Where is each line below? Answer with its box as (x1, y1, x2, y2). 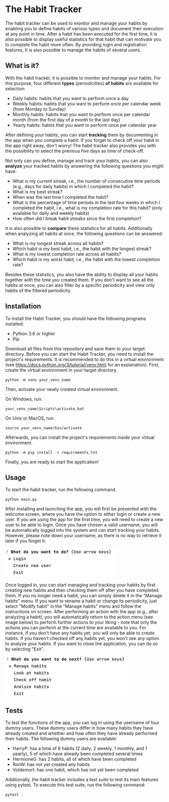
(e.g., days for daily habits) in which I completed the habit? (12, 183, 134, 189)
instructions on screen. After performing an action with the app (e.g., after (5, 609, 158, 615)
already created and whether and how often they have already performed (5, 731, 157, 737)
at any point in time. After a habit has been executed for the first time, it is (5, 31, 157, 37)
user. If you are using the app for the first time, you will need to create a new (5, 517, 163, 523)
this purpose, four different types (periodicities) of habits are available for (5, 80, 159, 86)
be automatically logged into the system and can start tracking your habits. (5, 527, 160, 533)
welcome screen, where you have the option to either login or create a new (5, 511, 161, 517)
